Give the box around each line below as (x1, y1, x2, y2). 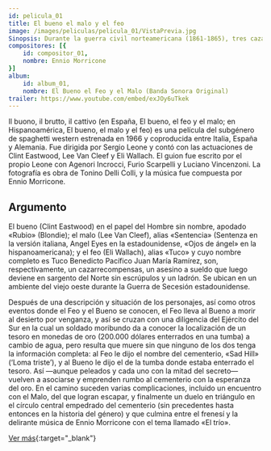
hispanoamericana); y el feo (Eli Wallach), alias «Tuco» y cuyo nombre (8, 247, 242, 257)
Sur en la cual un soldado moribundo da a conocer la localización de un (8, 323, 247, 333)
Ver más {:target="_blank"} (8, 433, 97, 443)
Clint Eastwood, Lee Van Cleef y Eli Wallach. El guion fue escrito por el (8, 151, 242, 161)
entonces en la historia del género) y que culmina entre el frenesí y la (8, 409, 239, 419)
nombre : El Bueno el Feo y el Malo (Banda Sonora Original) (23, 86, 229, 95)
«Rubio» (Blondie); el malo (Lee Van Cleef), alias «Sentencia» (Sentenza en (8, 230, 258, 240)
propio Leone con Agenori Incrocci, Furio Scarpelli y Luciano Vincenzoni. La (8, 159, 261, 170)
